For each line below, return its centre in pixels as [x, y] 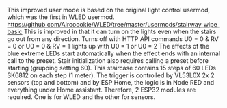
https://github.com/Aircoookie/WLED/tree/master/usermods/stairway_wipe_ [113, 24]
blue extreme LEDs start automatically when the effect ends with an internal [114, 53]
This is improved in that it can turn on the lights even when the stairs [120, 31]
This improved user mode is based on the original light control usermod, [109, 10]
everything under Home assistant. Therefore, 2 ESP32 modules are [102, 90]
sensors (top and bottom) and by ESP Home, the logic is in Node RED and [110, 82]
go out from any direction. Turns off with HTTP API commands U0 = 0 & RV [113, 39]
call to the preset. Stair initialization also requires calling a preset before [108, 60]
